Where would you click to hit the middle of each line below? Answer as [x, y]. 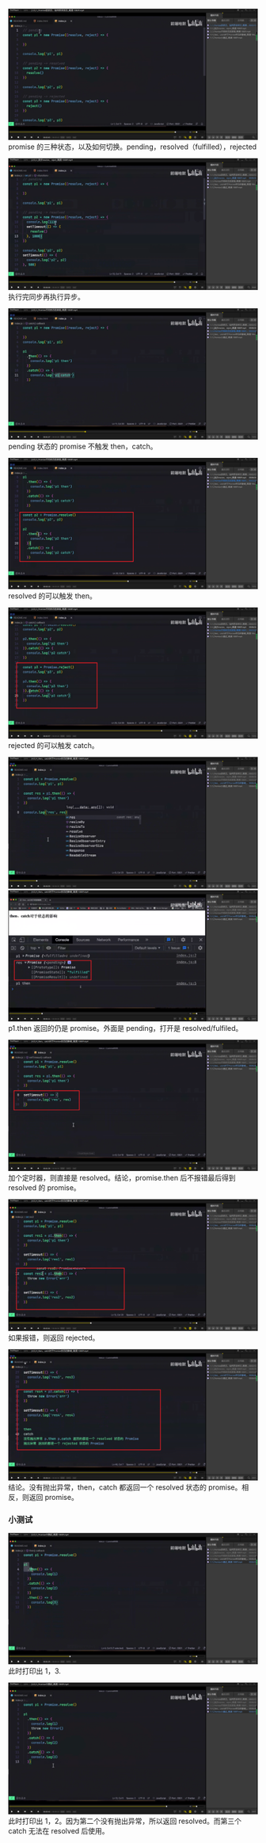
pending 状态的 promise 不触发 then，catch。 [83, 446]
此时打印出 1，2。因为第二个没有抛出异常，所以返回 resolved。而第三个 [125, 1821]
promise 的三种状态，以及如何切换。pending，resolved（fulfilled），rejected [133, 147]
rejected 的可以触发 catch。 [53, 746]
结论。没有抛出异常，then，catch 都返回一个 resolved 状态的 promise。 [125, 1487]
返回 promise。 [54, 1497]
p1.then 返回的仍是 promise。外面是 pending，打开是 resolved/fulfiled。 [125, 1028]
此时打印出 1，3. [34, 1671]
